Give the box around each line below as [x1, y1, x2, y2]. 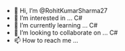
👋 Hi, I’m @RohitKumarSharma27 [13, 7, 108, 14]
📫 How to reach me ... [13, 37, 78, 44]
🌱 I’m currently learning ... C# [13, 21, 98, 29]
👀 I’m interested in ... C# [13, 14, 83, 22]
